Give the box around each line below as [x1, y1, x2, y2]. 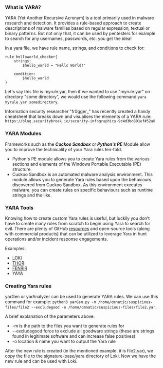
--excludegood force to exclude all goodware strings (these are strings [12, 328, 155, 334]
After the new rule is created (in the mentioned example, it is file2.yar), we [5, 348, 153, 354]
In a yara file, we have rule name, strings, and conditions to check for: [5, 45, 145, 51]
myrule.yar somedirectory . [5, 99, 59, 105]
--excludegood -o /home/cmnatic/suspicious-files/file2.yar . [31, 304, 157, 310]
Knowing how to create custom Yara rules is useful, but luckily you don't [5, 215, 150, 221]
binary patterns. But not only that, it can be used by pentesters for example [5, 31, 156, 37]
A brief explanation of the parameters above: [5, 313, 95, 319]
